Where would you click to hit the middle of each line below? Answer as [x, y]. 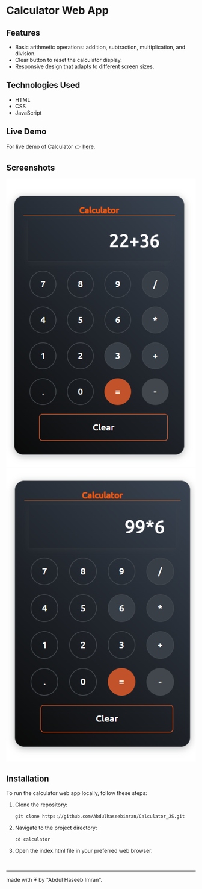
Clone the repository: [41, 805]
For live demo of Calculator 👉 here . [51, 146]
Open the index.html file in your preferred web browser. [84, 851]
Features [23, 33]
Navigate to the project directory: [56, 828]
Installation [28, 778]
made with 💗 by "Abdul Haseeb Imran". [54, 880]
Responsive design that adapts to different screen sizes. [84, 66]
